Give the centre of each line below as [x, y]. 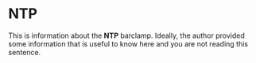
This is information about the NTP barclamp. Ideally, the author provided [126, 35]
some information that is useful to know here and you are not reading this [128, 43]
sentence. [25, 52]
